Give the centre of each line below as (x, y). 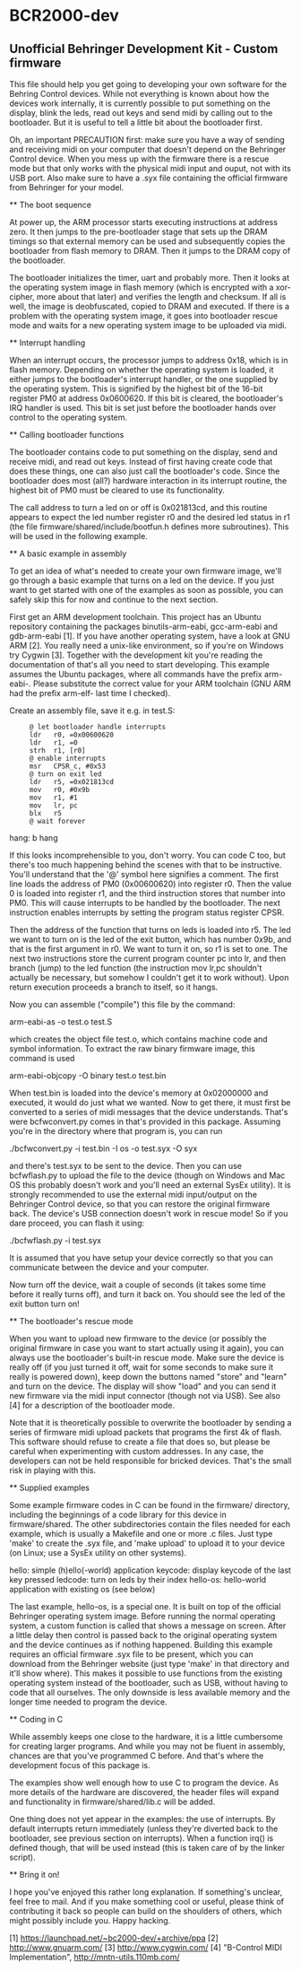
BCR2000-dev (64, 16)
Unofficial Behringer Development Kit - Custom (144, 49)
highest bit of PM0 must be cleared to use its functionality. (117, 490)
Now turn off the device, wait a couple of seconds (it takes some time (138, 1285)
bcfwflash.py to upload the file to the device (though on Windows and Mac (147, 1175)
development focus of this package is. (80, 1765)
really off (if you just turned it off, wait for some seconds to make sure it (141, 1367)
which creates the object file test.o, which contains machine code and (138, 1039)
